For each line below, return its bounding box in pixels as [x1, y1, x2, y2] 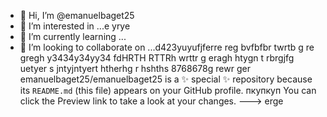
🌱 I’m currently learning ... [19, 31, 127, 42]
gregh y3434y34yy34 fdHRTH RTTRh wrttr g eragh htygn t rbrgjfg [19, 52, 295, 64]
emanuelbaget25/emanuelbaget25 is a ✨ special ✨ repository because [19, 73, 313, 85]
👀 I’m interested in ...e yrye [19, 20, 131, 32]
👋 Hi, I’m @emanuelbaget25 [19, 10, 135, 21]
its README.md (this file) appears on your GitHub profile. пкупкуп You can [19, 85, 317, 96]
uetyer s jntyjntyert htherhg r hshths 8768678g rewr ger [19, 63, 251, 74]
